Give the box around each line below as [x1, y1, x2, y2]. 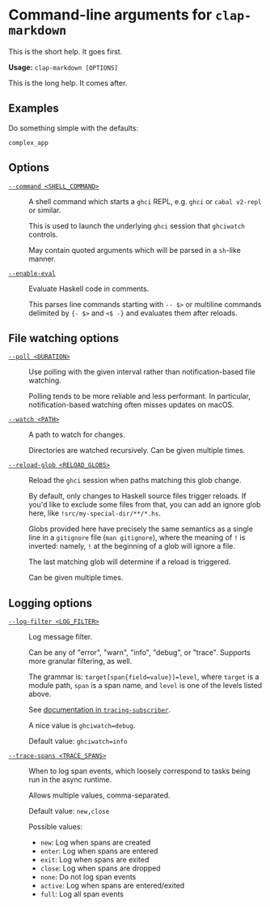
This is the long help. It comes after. [8, 78, 128, 88]
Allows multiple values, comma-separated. [28, 790, 171, 800]
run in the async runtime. [28, 775, 112, 785]
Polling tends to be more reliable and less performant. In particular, [28, 391, 251, 401]
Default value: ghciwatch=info [28, 736, 128, 747]
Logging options [8, 596, 93, 610]
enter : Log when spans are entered [40, 846, 158, 856]
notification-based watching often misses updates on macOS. [28, 400, 234, 410]
